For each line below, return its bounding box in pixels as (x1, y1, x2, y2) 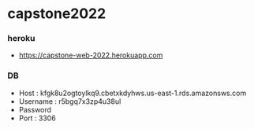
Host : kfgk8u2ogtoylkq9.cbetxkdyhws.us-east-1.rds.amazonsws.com (18, 88, 247, 98)
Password (18, 105, 52, 114)
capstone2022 (7, 5, 106, 23)
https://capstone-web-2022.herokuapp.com (18, 50, 163, 60)
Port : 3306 (18, 113, 56, 123)
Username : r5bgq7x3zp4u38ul (18, 96, 121, 106)
